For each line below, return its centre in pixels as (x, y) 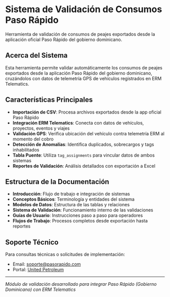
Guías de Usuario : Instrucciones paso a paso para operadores (78, 215)
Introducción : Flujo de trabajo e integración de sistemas (71, 194)
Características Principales (49, 100)
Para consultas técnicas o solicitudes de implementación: (65, 254)
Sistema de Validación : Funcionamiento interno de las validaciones (83, 210)
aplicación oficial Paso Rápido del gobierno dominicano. (64, 40)
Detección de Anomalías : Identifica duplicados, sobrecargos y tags (83, 144)
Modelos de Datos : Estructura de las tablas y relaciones (71, 205)
